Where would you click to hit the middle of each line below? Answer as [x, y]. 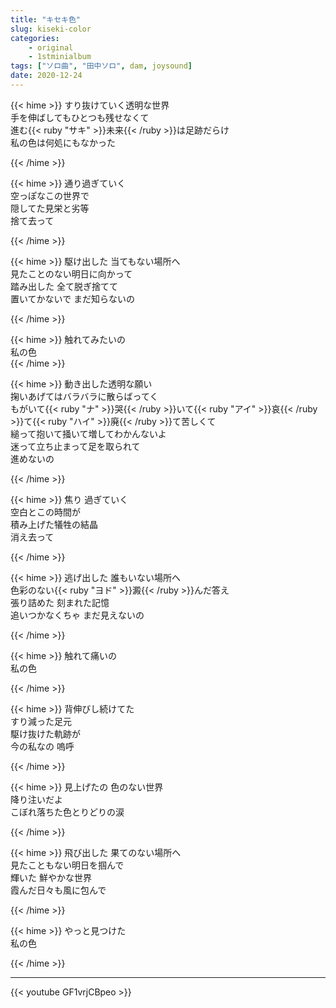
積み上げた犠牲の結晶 [54, 524]
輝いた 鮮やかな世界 [51, 877]
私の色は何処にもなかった [63, 142]
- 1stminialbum [60, 57]
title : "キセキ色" [46, 19]
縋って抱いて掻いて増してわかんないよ [88, 433]
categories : [35, 38]
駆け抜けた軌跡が [45, 733]
